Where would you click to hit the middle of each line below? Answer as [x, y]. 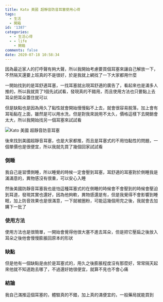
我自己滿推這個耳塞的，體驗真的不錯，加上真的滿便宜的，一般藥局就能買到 [79, 295]
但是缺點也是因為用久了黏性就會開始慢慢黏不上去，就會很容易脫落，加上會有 [81, 108]
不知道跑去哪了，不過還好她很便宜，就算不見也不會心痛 [73, 269]
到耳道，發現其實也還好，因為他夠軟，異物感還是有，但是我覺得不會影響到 [79, 194]
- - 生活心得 [21, 37]
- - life [18, 41]
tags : [10, 14]
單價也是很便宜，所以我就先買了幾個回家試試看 [56, 147]
